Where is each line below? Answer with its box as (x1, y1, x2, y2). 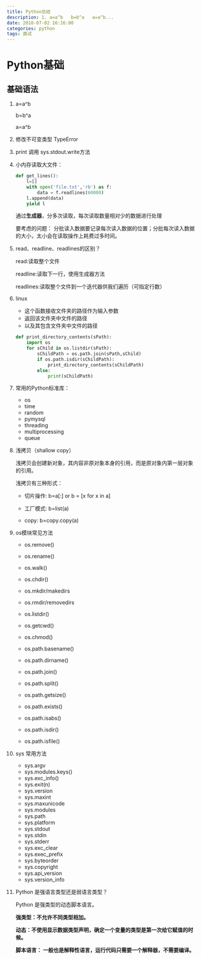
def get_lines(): (15, 173, 59, 179)
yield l (26, 201, 45, 206)
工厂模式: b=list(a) (24, 505, 69, 512)
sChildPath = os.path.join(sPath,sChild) (37, 351, 142, 357)
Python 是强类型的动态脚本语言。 (15, 901, 98, 908)
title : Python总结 (7, 8, 51, 15)
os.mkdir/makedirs (24, 587, 70, 594)
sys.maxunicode (24, 800, 65, 807)
